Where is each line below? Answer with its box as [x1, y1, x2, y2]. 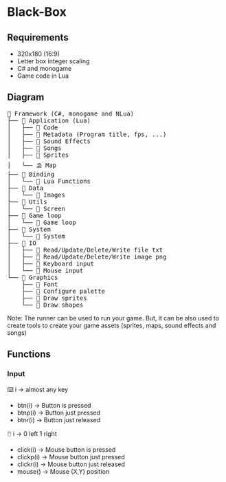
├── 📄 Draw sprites [21, 294, 87, 302]
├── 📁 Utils [7, 197, 47, 206]
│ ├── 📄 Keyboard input [7, 259, 95, 267]
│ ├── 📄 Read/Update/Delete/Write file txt [7, 245, 163, 254]
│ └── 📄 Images [7, 190, 65, 199]
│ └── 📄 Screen [7, 204, 65, 212]
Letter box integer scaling [16, 57, 90, 65]
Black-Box [7, 4, 67, 20]
